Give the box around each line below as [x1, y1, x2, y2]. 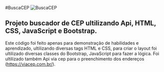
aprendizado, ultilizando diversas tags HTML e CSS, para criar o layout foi [5, 45, 157, 51]
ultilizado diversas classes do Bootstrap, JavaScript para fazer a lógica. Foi [5, 50, 160, 57]
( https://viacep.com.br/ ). [5, 61, 56, 67]
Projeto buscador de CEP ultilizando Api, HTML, [5, 19, 156, 27]
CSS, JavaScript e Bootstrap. [5, 27, 97, 35]
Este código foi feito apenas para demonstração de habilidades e [5, 40, 139, 46]
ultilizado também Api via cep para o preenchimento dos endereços [5, 56, 145, 62]
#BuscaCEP [5, 5, 30, 10]
